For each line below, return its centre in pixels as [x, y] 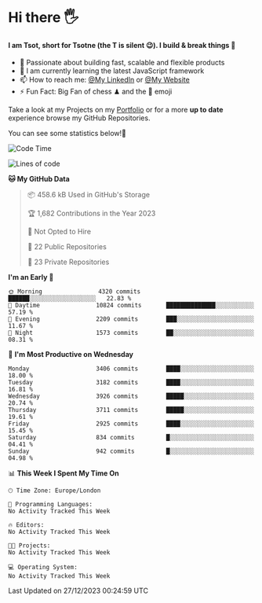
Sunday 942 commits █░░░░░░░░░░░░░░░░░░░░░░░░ [131, 451]
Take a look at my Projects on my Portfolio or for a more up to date [116, 110]
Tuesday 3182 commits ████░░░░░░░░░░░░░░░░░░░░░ [131, 383]
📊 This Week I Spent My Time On [64, 473]
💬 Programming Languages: [50, 505]
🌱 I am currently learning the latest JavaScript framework [112, 71]
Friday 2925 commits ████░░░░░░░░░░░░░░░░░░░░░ [131, 424]
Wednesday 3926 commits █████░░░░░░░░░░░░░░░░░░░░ [131, 396]
